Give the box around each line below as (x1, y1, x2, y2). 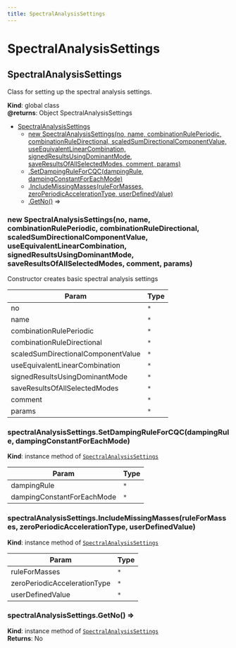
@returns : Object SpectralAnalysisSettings (7, 108, 132, 117)
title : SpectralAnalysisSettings (7, 10, 106, 18)
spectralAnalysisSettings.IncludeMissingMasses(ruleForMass (7, 513, 227, 523)
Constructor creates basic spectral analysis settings (7, 274, 159, 282)
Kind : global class (7, 101, 60, 109)
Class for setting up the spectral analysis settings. (7, 87, 153, 96)
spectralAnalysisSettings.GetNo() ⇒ (7, 611, 135, 621)
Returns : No (7, 634, 44, 642)
